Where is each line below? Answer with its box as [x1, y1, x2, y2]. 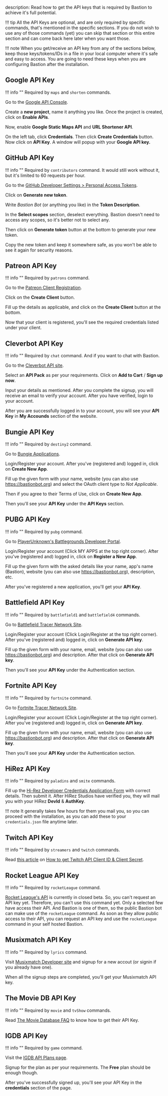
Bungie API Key [5, 428, 54, 436]
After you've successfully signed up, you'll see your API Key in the [5, 1079, 142, 1085]
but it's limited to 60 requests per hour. [5, 172, 86, 178]
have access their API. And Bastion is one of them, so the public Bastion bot [5, 905, 162, 911]
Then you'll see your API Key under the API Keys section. [5, 501, 124, 507]
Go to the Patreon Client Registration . [5, 285, 82, 291]
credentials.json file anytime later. [5, 819, 78, 825]
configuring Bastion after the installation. [5, 61, 89, 67]
